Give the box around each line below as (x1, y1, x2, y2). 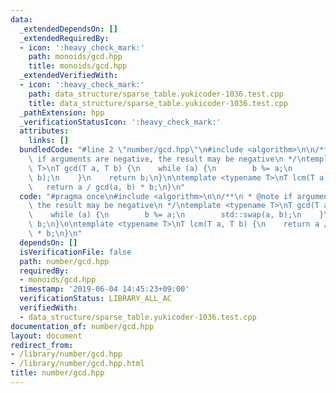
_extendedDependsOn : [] (19, 24, 118, 34)
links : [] (28, 136, 70, 146)
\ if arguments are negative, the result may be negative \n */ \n (28, 154, 307, 164)
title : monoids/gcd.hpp (28, 61, 128, 71)
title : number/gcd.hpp (10, 368, 105, 378)
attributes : (19, 126, 70, 136)
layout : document (10, 331, 83, 341)
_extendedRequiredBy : (19, 33, 110, 43)
